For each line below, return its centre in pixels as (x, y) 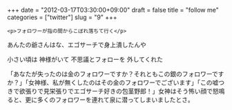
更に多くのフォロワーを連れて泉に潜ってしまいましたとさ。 (110, 100)
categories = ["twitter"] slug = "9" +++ (62, 17)
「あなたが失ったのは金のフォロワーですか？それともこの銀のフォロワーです (116, 74)
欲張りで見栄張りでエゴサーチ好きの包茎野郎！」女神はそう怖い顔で (116, 91)
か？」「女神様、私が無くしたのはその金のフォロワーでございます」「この (110, 82)
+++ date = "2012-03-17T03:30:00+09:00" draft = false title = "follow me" (113, 10)
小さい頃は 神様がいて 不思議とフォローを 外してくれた (85, 59)
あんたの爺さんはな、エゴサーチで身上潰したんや (77, 45)
